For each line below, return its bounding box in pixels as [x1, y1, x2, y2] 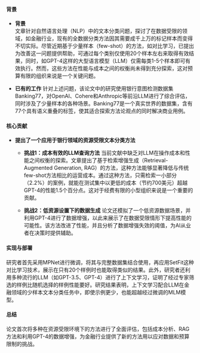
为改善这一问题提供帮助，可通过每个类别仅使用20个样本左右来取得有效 [14, 50, 189, 57]
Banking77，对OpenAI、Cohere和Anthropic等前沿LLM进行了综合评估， [14, 93, 191, 100]
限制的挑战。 [6, 340, 38, 347]
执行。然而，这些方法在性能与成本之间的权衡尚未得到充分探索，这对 [20, 65, 188, 72]
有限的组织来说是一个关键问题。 [20, 72, 99, 80]
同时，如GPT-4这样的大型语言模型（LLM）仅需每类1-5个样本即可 [25, 57, 186, 65]
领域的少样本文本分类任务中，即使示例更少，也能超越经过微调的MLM [11, 288, 181, 296]
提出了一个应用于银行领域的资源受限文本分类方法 [14, 136, 136, 144]
